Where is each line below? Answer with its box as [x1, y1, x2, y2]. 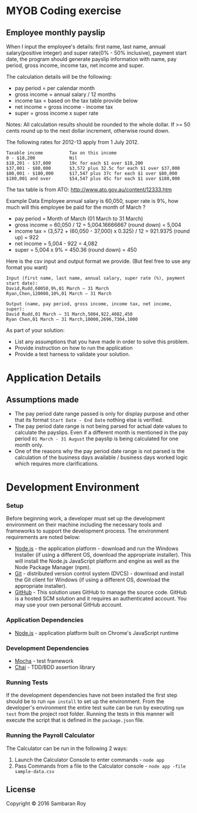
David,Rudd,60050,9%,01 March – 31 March [6, 286, 109, 292]
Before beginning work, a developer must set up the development [6, 515, 165, 522]
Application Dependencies [6, 616, 84, 624]
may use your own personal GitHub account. [14, 601, 123, 608]
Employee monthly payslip [6, 28, 106, 38]
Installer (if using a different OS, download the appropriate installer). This [14, 551, 192, 558]
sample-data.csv [14, 768, 55, 774]
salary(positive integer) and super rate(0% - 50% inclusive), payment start [6, 49, 187, 56]
